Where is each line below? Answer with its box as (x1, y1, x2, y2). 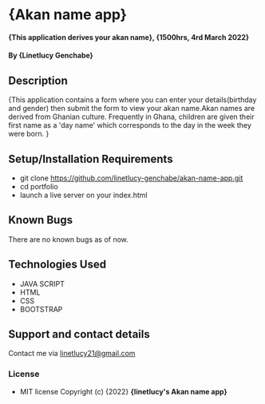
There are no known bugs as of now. (8, 234, 129, 244)
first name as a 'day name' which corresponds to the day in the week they (8, 121, 251, 130)
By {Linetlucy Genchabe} (8, 50, 93, 61)
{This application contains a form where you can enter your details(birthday (8, 95, 257, 105)
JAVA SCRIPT (19, 279, 65, 288)
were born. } (8, 129, 49, 139)
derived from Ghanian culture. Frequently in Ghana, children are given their (8, 112, 255, 121)
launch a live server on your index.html (19, 190, 148, 200)
